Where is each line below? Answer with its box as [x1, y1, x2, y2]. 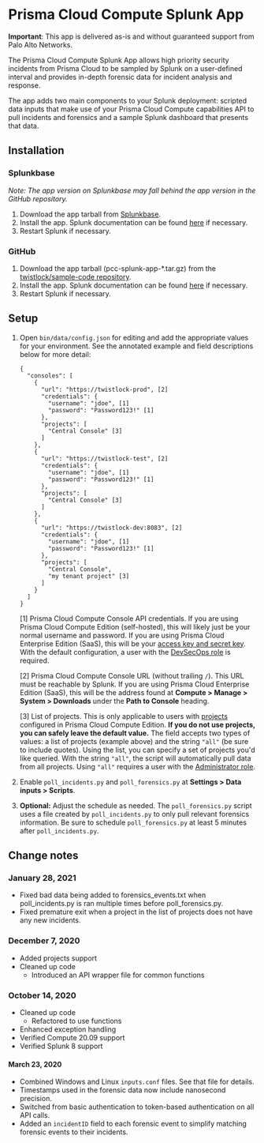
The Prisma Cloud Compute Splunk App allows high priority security [8, 55, 230, 65]
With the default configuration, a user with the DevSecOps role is [19, 647, 231, 656]
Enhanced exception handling [19, 1025, 117, 1034]
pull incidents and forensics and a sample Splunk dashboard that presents [8, 112, 249, 122]
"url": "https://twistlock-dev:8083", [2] [40, 524, 183, 532]
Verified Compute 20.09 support [19, 1033, 125, 1043]
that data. [8, 121, 39, 130]
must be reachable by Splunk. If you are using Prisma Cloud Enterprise [19, 679, 250, 689]
